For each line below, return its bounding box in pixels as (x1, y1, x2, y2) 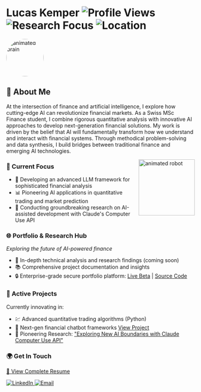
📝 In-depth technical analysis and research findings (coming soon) (14, 257, 179, 264)
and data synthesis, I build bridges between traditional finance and (6, 141, 170, 148)
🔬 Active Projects (6, 290, 57, 298)
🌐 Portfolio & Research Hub (6, 231, 87, 239)
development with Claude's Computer (36, 210, 130, 218)
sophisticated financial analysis (14, 183, 93, 190)
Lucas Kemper (6, 6, 80, 20)
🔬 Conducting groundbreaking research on (14, 204, 121, 211)
